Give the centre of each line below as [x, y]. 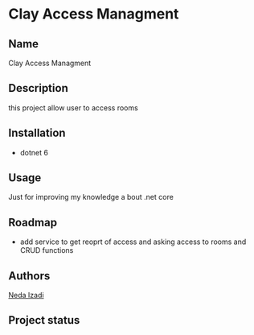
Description [38, 88]
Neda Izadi [26, 296]
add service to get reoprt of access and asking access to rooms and [133, 242]
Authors [29, 276]
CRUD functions [47, 250]
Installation [37, 133]
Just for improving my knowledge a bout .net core [91, 197]
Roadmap [33, 222]
